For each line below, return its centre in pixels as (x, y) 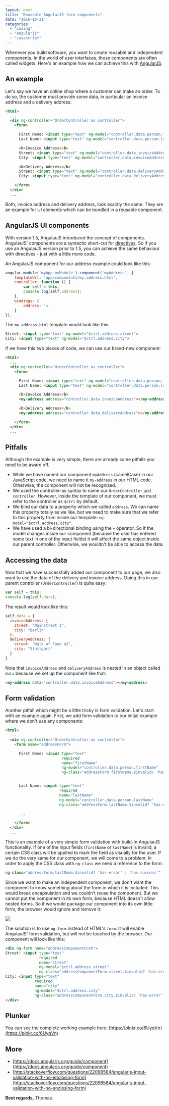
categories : (18, 24)
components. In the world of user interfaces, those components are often (81, 58)
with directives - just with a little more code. (51, 254)
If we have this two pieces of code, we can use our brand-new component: (83, 348)
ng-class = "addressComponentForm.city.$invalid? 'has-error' (99, 995)
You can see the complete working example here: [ (58, 1028)
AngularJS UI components (47, 225)
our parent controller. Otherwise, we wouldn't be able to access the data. (88, 544)
